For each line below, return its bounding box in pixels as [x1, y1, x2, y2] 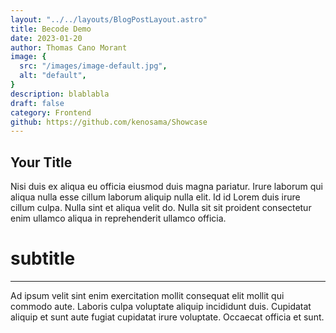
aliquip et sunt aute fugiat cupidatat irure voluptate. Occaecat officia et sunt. [10, 311, 325, 323]
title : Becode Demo [10, 24, 92, 34]
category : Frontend [10, 107, 92, 118]
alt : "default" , [19, 71, 87, 81]
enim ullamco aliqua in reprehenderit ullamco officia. [10, 212, 227, 225]
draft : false [10, 98, 65, 108]
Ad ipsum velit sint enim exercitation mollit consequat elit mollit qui [10, 290, 285, 301]
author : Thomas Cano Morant [10, 42, 128, 53]
